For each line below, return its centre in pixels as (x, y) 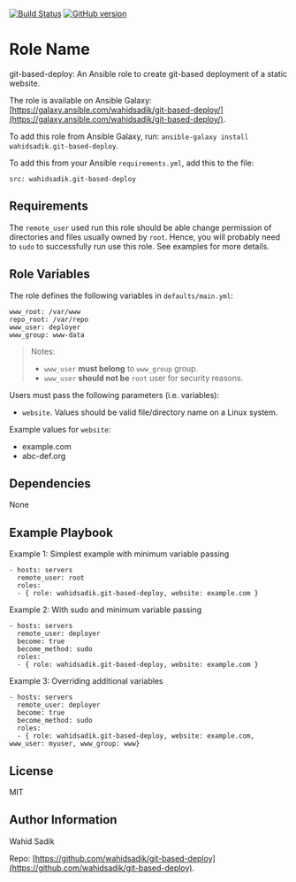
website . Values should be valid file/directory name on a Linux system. (150, 412)
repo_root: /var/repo (49, 319)
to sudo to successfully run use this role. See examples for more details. (139, 246)
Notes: (43, 351)
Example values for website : (60, 429)
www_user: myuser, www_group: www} (75, 744)
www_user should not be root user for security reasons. (144, 378)
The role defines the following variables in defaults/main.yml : (121, 295)
